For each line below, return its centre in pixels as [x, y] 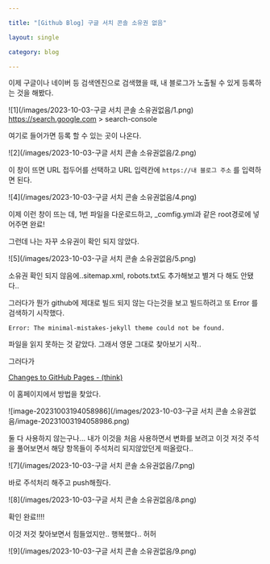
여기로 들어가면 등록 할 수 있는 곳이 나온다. [75, 136]
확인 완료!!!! [27, 517]
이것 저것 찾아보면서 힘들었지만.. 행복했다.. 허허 [83, 534]
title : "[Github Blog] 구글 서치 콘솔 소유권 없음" [87, 23]
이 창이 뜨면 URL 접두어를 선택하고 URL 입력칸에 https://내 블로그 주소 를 [124, 170]
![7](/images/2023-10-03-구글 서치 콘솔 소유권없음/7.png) [102, 466]
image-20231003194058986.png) [74, 421]
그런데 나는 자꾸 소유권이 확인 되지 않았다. [74, 242]
